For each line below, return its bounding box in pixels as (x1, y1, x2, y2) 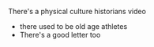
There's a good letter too (19, 31, 101, 39)
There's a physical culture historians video (8, 7, 146, 16)
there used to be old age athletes (19, 22, 128, 31)
